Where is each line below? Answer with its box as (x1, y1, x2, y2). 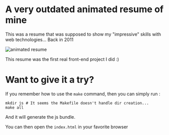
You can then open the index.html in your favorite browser (5, 123, 128, 130)
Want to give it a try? (5, 74, 94, 86)
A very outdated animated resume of (5, 4, 164, 15)
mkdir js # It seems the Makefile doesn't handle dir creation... (5, 100, 149, 106)
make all (5, 105, 24, 110)
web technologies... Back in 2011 (5, 37, 74, 43)
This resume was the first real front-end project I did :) (5, 56, 120, 62)
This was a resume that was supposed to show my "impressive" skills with (5, 31, 161, 37)
